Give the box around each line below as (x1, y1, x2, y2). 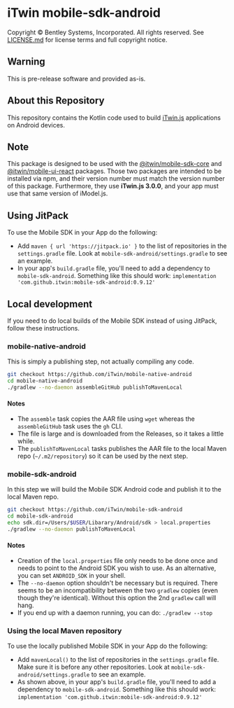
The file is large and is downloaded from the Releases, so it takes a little (17, 429, 224, 438)
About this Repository (7, 95, 105, 106)
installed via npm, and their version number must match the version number (7, 174, 225, 183)
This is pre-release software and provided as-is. (7, 74, 146, 83)
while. (17, 437, 35, 445)
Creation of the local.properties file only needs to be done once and (17, 557, 218, 565)
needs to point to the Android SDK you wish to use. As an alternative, (17, 564, 217, 572)
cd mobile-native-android (7, 377, 82, 384)
